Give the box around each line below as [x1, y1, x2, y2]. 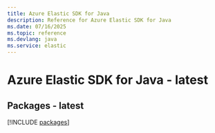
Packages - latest [7, 100, 84, 112]
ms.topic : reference [7, 29, 67, 37]
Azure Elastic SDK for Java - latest [7, 72, 209, 88]
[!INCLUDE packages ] [7, 118, 70, 126]
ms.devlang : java [7, 36, 57, 43]
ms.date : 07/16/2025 [7, 23, 67, 30]
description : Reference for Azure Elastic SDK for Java [7, 17, 171, 24]
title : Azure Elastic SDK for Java [7, 10, 110, 17]
